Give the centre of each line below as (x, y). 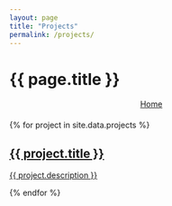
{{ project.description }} (54, 175)
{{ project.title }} (57, 153)
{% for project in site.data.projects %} (80, 125)
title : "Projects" (44, 26)
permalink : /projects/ (52, 34)
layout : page (34, 18)
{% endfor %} (35, 193)
